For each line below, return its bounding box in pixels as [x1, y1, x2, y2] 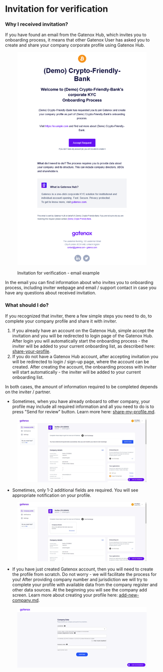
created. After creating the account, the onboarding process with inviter [12, 364, 157, 369]
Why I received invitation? [5, 21, 68, 28]
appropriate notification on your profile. [12, 492, 92, 498]
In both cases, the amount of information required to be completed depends [5, 384, 158, 389]
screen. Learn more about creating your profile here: [12, 592, 118, 598]
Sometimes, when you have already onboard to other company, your [12, 398, 150, 404]
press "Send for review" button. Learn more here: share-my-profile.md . [12, 408, 156, 414]
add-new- [119, 592, 139, 598]
